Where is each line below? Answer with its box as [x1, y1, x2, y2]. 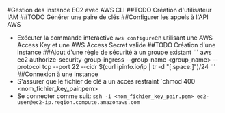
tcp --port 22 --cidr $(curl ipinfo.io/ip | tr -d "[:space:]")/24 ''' [42, 63, 216, 71]
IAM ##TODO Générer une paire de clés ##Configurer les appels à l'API [7, 13, 209, 21]
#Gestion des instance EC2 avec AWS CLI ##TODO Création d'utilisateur [7, 6, 212, 14]
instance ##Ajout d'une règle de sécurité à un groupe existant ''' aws [16, 48, 212, 56]
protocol [16, 63, 41, 71]
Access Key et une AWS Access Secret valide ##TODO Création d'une [16, 41, 216, 49]
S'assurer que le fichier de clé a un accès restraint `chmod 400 [16, 77, 196, 85]
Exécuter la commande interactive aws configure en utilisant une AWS [16, 34, 213, 42]
